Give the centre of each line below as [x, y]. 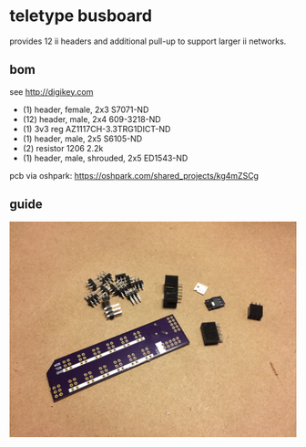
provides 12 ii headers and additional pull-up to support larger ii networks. [148, 41]
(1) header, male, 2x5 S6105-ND [82, 139]
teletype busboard [81, 16]
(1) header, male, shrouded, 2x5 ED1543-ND [105, 158]
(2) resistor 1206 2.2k [63, 148]
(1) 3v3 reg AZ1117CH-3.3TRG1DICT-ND [97, 129]
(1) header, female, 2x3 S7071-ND [86, 109]
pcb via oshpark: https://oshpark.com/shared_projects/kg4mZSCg [134, 175]
